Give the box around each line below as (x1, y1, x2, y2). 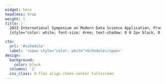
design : (5, 53, 21, 58)
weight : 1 (5, 16, 26, 21)
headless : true (5, 12, 37, 17)
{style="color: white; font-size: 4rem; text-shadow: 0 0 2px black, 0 (9, 30, 161, 35)
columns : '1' (9, 67, 37, 72)
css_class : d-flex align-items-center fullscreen (9, 71, 114, 77)
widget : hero (5, 7, 32, 12)
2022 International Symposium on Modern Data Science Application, (9, 26, 152, 31)
